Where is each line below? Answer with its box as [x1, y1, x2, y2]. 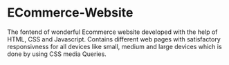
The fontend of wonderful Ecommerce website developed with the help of [7, 28, 218, 36]
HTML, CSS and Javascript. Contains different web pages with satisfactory [7, 35, 221, 43]
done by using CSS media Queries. [7, 50, 107, 58]
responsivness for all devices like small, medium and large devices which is [7, 42, 223, 50]
